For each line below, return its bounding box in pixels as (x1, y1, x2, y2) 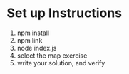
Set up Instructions (6, 5, 123, 21)
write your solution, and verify (16, 58, 105, 67)
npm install (16, 28, 50, 37)
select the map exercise (16, 51, 88, 60)
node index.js (16, 43, 57, 52)
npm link (16, 36, 43, 44)
